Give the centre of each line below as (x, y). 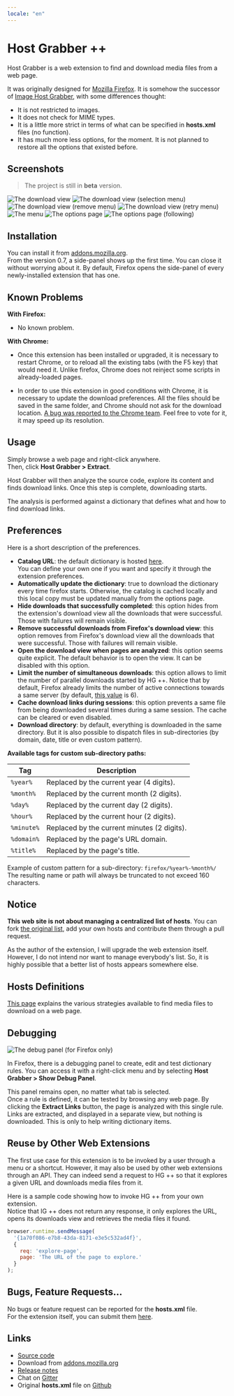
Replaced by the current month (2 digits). (114, 794)
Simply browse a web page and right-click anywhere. (84, 459)
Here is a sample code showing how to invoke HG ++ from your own (105, 1196)
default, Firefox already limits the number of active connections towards (121, 687)
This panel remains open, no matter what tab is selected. (89, 1092)
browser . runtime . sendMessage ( (51, 1231)
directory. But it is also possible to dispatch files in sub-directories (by (118, 732)
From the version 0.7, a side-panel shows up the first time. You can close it (115, 260)
